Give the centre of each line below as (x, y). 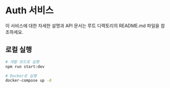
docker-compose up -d (29, 81)
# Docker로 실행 (21, 76)
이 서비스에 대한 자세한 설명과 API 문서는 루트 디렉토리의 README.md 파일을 (82, 26)
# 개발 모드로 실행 (22, 62)
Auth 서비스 (30, 10)
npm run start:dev (25, 67)
